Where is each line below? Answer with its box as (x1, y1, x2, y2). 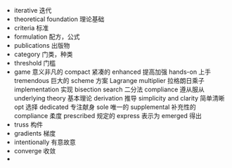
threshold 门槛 (13, 59, 56, 67)
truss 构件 (13, 120, 44, 129)
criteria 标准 (13, 24, 49, 32)
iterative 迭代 (13, 6, 52, 14)
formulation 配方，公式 (13, 32, 80, 41)
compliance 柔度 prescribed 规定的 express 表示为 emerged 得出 (13, 112, 202, 119)
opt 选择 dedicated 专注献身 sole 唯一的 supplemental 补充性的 (13, 103, 197, 111)
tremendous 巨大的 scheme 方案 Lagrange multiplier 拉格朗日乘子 (13, 77, 205, 84)
